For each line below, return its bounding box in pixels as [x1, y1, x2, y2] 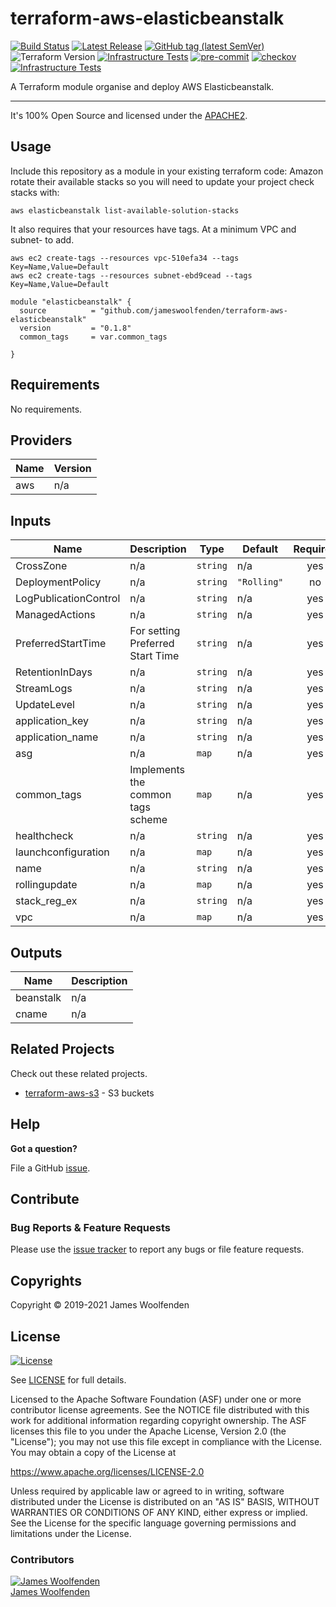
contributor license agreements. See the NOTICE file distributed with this [10, 1403, 310, 1416]
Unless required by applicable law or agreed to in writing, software [10, 1485, 285, 1497]
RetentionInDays [15, 665, 93, 679]
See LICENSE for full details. [10, 1373, 127, 1386]
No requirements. [10, 403, 83, 415]
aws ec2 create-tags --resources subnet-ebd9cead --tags [10, 270, 253, 281]
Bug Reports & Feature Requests [10, 1220, 171, 1234]
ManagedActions [15, 608, 96, 622]
